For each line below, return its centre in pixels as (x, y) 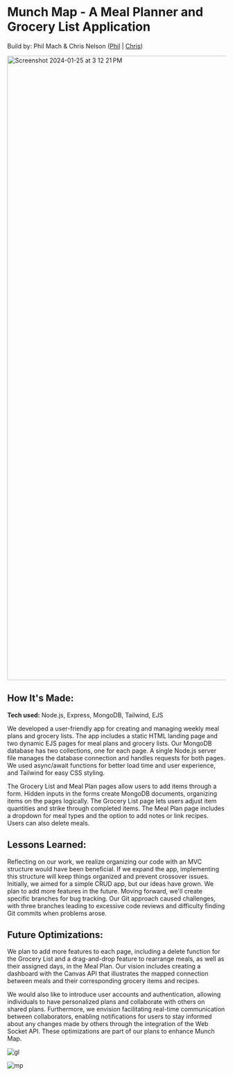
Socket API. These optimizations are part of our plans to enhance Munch (111, 1032)
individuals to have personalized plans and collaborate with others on (106, 1002)
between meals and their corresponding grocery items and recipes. (103, 981)
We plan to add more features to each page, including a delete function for (114, 952)
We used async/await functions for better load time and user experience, (112, 765)
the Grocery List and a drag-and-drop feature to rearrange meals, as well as (116, 959)
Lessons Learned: (47, 845)
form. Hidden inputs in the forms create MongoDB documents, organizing (112, 793)
